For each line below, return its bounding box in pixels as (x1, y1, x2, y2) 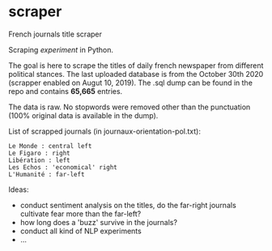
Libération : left (8, 156, 70, 164)
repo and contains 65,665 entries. (8, 86, 123, 96)
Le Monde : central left (8, 142, 92, 150)
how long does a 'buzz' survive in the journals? (19, 217, 178, 227)
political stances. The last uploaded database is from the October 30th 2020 (8, 69, 264, 79)
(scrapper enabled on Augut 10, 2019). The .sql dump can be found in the (8, 78, 253, 87)
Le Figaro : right (8, 149, 70, 157)
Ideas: (8, 185, 29, 194)
